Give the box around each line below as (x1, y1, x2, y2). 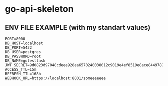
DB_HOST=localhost (5, 41, 43, 46)
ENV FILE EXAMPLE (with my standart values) (5, 23, 151, 32)
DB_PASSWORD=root (5, 54, 41, 59)
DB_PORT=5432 (5, 45, 32, 50)
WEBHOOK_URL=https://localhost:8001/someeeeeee (5, 76, 106, 81)
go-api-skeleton (5, 3, 74, 15)
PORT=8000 (5, 36, 26, 41)
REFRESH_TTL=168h (5, 71, 41, 76)
